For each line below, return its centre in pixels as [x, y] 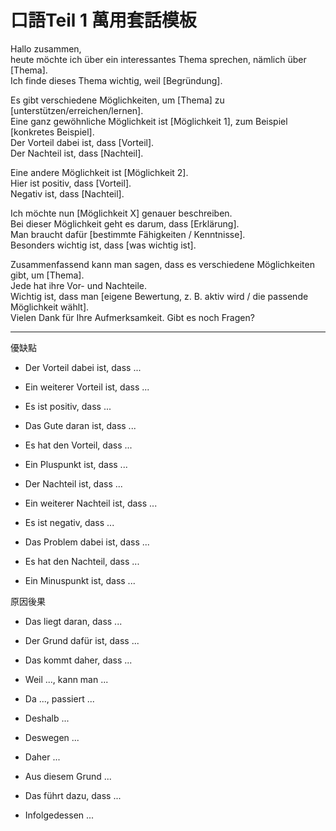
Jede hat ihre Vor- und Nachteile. [79, 285]
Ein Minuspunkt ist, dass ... [80, 580]
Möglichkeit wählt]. [50, 307]
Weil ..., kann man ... [66, 679]
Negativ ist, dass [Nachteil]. [67, 193]
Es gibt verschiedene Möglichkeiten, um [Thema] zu [117, 100]
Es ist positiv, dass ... [68, 406]
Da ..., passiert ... [59, 698]
